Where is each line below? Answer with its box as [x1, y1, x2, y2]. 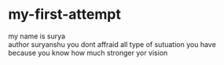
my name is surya [8, 31, 65, 41]
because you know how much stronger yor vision [8, 48, 168, 57]
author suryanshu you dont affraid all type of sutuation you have [8, 39, 216, 49]
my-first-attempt [8, 5, 122, 23]
